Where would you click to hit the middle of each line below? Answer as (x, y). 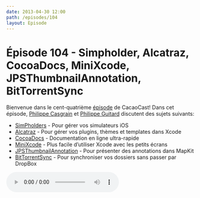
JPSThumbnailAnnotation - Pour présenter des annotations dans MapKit (104, 151)
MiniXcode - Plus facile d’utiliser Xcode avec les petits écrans (91, 145)
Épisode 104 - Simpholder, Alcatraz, (98, 52)
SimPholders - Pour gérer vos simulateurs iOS (72, 125)
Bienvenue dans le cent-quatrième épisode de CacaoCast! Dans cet (90, 107)
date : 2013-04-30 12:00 (36, 12)
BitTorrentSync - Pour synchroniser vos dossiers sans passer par (95, 157)
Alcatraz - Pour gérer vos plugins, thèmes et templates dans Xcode (98, 132)
